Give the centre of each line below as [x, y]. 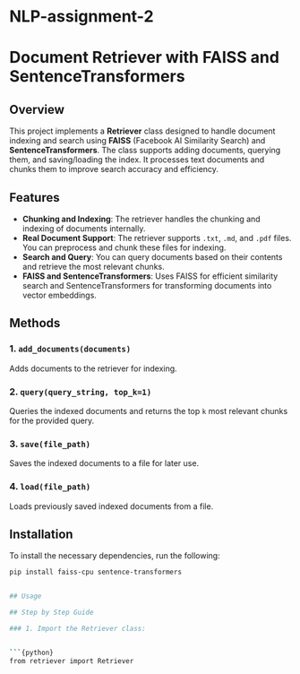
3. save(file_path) [50, 444]
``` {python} [31, 652]
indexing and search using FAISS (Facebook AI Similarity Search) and [137, 141]
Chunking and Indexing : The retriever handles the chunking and [141, 219]
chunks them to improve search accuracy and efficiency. [114, 169]
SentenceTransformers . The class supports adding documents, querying [145, 151]
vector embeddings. [59, 295]
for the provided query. [52, 420]
